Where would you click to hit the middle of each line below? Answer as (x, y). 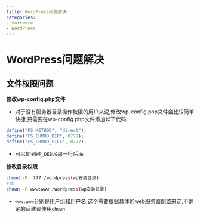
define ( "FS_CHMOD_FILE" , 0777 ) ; (46, 142)
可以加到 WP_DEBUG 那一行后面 (49, 153)
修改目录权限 (22, 166)
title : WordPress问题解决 (37, 12)
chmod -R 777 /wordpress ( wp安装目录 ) (53, 178)
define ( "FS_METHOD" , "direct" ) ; (46, 131)
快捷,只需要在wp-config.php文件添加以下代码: (71, 119)
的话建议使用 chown (43, 208)
